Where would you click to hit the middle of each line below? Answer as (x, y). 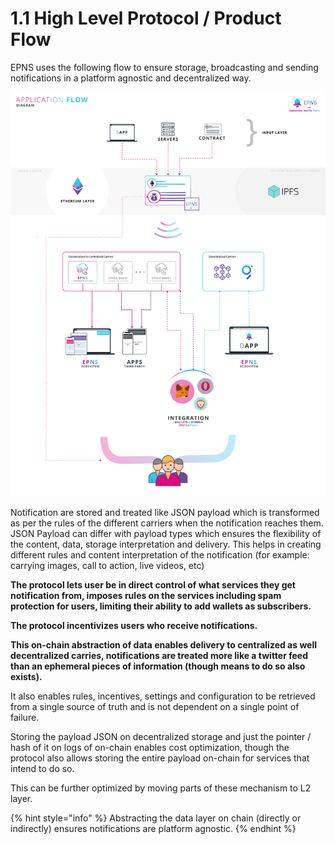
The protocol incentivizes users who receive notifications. (134, 626)
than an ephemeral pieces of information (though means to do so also (158, 666)
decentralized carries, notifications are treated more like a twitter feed (159, 656)
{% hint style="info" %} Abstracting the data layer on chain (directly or (156, 818)
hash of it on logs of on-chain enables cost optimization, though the (150, 748)
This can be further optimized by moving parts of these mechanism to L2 (161, 788)
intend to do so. (42, 769)
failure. (25, 718)
